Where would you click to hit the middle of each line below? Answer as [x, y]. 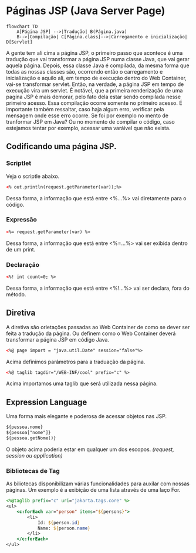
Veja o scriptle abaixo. [33, 176]
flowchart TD [22, 27]
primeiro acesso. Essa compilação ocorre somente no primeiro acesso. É [94, 103]
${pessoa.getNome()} [31, 438]
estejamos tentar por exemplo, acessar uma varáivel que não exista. [88, 128]
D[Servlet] [19, 42]
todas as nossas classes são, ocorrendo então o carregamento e [85, 71]
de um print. [21, 249]
